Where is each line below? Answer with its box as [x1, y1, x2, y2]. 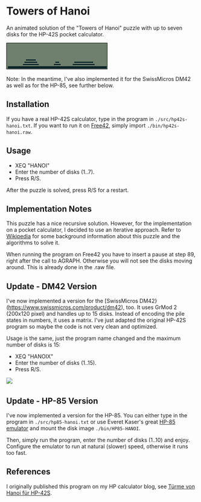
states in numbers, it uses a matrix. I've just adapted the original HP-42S [6, 316, 187, 324]
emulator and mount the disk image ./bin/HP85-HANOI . [6, 425, 141, 432]
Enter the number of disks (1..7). [14, 168, 95, 175]
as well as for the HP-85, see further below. [6, 82, 115, 89]
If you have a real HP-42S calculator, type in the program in [6, 115, 154, 122]
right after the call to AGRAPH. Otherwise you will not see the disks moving [6, 257, 193, 264]
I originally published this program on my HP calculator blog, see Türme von [6, 483, 195, 490]
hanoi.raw [6, 129, 31, 135]
